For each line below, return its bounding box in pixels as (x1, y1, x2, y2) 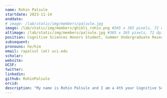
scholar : (5, 53, 23, 58)
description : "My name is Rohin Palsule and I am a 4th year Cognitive (5, 85, 157, 91)
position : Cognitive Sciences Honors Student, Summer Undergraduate (5, 35, 150, 40)
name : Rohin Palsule (5, 7, 48, 12)
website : (5, 58, 23, 63)
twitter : (5, 67, 23, 72)
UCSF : (5, 62, 16, 67)
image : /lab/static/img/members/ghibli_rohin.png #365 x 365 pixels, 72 (5, 26, 159, 31)
